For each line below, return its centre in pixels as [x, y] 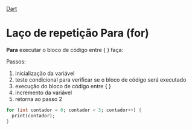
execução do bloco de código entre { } [63, 86]
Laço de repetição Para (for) [78, 33]
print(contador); [34, 115]
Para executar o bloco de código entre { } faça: [65, 50]
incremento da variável [43, 93]
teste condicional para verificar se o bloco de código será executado [101, 80]
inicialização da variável [45, 73]
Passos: [16, 61]
